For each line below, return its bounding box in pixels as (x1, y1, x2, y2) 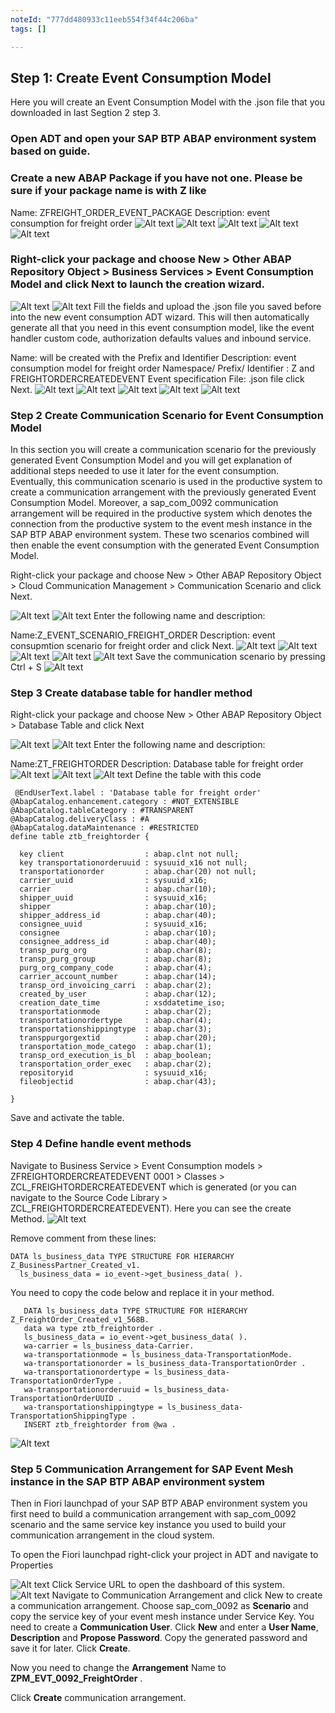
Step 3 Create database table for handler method (10, 686, 253, 700)
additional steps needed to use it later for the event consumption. (10, 465, 280, 477)
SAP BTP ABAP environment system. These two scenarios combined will (10, 529, 310, 541)
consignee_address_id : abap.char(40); (19, 937, 217, 947)
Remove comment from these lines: (10, 1232, 157, 1244)
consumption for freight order (10, 217, 133, 229)
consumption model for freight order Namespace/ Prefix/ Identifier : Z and (10, 362, 315, 374)
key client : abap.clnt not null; (19, 849, 240, 860)
